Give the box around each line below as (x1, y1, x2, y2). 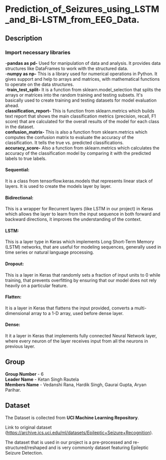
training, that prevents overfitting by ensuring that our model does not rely (5, 277, 157, 283)
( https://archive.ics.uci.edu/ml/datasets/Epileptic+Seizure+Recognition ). (5, 430, 153, 436)
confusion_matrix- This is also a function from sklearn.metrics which (5, 129, 148, 135)
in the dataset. (5, 124, 35, 130)
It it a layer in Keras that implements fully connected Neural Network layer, (5, 333, 157, 339)
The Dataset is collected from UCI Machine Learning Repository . (5, 415, 139, 421)
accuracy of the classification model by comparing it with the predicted (5, 150, 151, 156)
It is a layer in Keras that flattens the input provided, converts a (5, 305, 134, 311)
